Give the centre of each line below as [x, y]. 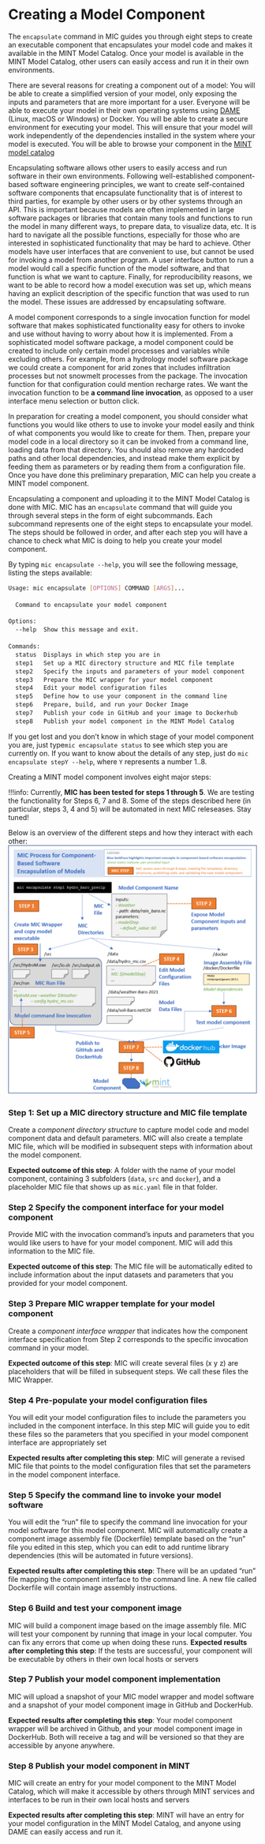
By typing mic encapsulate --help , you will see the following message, [123, 564]
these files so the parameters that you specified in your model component [128, 1434]
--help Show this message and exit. [77, 630]
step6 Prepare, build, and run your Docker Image [102, 705]
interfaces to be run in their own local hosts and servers [99, 1800]
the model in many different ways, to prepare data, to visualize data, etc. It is [132, 226]
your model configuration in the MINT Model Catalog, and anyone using [125, 1823]
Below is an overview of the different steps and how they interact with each [131, 832]
